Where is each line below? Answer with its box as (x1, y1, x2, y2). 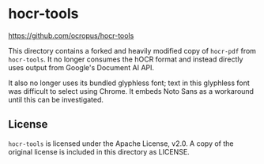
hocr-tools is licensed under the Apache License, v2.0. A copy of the (8, 139, 234, 148)
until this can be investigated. (8, 95, 104, 104)
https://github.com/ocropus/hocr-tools (8, 31, 134, 40)
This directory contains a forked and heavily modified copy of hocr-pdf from (8, 46, 257, 55)
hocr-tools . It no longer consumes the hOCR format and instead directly (8, 54, 243, 64)
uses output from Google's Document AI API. (8, 62, 155, 72)
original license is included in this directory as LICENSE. (8, 147, 190, 156)
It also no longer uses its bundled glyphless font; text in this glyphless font (8, 78, 251, 88)
